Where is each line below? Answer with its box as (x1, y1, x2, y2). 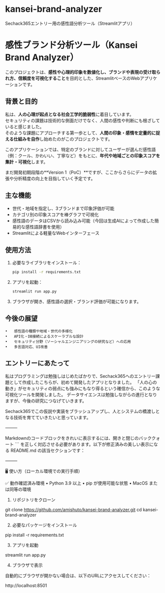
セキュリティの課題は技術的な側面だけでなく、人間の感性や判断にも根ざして (5, 117, 160, 123)
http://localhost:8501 (5, 582, 47, 588)
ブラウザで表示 (12, 562, 43, 568)
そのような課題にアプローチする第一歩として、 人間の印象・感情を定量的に (5, 130, 156, 136)
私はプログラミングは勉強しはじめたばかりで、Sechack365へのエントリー (5, 373, 156, 379)
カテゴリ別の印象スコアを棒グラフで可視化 (12, 211, 99, 218)
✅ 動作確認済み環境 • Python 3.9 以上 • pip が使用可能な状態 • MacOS (5, 480, 148, 486)
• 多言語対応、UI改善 (5, 344, 48, 349)
